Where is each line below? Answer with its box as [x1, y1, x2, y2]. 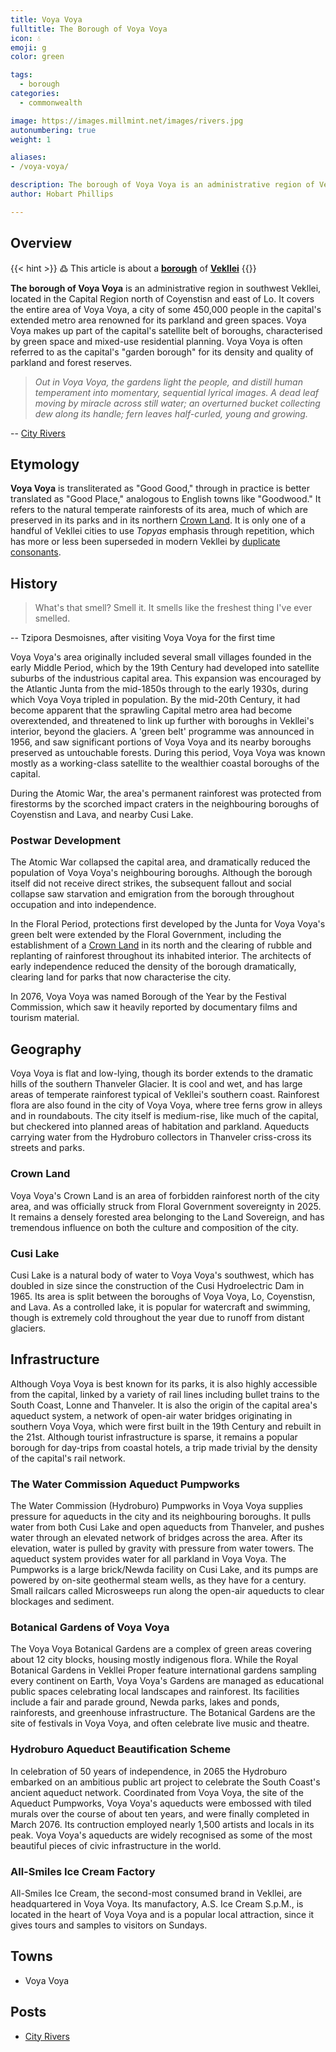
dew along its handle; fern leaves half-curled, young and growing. [34, 407, 308, 420]
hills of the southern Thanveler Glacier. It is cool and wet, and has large [10, 1078, 303, 1090]
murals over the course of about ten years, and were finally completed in [10, 1807, 310, 1820]
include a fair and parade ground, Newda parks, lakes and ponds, [10, 1696, 280, 1708]
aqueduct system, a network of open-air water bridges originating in [10, 1409, 293, 1421]
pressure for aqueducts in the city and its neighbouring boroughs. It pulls [10, 1511, 312, 1522]
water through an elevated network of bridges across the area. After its [10, 1532, 303, 1543]
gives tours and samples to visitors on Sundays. [10, 1919, 208, 1931]
